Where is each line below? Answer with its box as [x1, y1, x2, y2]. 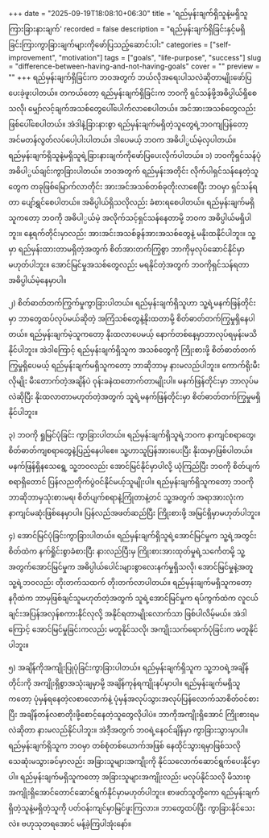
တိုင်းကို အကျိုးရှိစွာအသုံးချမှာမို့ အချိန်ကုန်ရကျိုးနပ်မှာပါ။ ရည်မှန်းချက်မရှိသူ [8, 678, 241, 687]
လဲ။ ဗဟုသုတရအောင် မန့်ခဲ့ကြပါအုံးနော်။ [8, 819, 131, 828]
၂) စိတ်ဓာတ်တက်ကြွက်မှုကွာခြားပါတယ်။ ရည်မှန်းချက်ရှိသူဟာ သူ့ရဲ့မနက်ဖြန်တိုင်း [8, 298, 256, 308]
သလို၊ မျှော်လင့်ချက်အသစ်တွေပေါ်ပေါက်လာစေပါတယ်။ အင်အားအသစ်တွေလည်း [8, 104, 256, 113]
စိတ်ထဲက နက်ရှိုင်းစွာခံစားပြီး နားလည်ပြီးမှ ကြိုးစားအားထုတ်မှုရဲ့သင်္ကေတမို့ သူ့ [8, 546, 246, 556]
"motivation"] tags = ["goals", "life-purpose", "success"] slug [58, 53, 262, 62]
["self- [209, 39, 232, 49]
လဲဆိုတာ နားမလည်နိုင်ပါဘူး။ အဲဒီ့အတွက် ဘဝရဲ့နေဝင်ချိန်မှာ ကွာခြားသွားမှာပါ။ [8, 725, 249, 735]
